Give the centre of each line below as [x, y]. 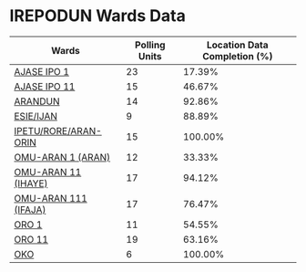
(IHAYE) [31, 183]
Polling [150, 45]
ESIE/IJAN [36, 116]
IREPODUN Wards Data [98, 16]
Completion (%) [237, 56]
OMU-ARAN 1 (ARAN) [62, 157]
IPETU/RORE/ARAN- [58, 131]
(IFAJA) [30, 209]
